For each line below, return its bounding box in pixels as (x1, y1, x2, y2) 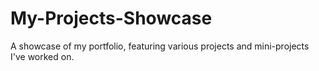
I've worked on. (10, 50, 75, 62)
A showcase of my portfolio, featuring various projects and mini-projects (10, 40, 310, 52)
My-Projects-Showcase (10, 7, 213, 30)
